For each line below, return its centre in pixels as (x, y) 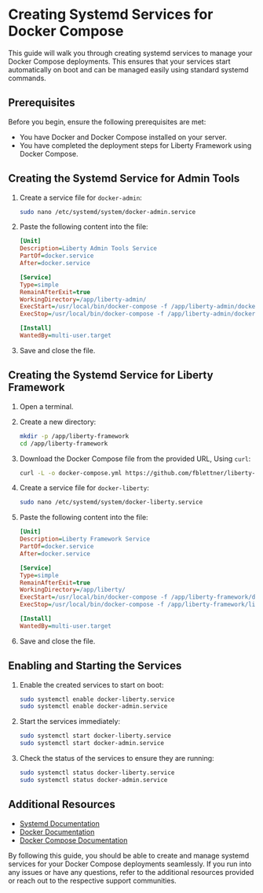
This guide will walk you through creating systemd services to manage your (130, 53)
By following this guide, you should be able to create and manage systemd (129, 855)
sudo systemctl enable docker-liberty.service (97, 699)
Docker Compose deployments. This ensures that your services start (119, 61)
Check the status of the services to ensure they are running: (117, 758)
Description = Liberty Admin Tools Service (88, 249)
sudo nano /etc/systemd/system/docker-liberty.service (111, 502)
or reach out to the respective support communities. (92, 880)
